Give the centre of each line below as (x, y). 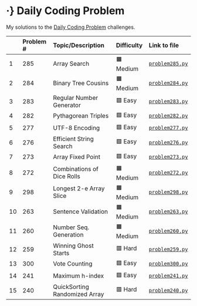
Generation (68, 235)
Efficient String (73, 139)
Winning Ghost (73, 246)
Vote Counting (72, 264)
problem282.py (168, 116)
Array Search (71, 64)
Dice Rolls (66, 176)
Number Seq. (71, 227)
